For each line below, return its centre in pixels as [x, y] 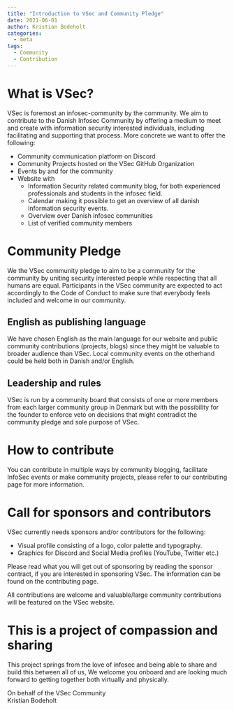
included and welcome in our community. [67, 300]
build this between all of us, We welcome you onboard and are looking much [117, 672]
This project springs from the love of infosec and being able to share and [112, 665]
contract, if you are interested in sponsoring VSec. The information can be [114, 574]
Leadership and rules [54, 383]
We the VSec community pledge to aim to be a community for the [101, 270]
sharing [30, 645]
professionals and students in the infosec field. [95, 193]
